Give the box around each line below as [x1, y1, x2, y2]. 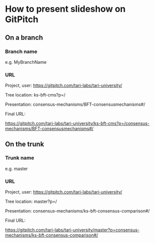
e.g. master [5, 166, 28, 171]
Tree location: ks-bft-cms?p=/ [5, 92, 66, 98]
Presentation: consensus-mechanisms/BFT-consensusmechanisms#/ [5, 101, 145, 107]
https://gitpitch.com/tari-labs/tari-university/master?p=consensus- [5, 227, 140, 233]
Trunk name [5, 154, 34, 161]
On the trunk [5, 140, 44, 148]
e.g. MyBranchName [5, 59, 47, 65]
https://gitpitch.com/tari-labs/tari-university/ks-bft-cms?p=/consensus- [5, 121, 150, 126]
